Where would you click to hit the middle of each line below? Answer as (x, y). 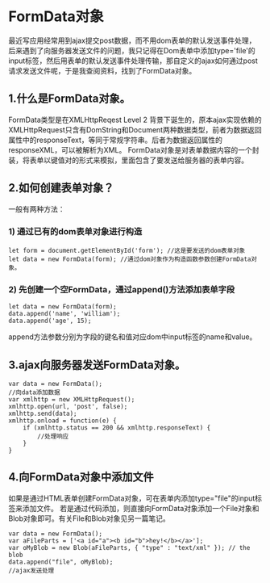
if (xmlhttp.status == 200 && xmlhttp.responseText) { (117, 428)
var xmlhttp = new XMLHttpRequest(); (72, 399)
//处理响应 (53, 436)
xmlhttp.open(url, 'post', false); (68, 406)
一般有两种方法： (37, 209)
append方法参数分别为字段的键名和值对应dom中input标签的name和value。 (133, 337)
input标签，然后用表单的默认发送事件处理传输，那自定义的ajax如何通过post (133, 61)
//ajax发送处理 (31, 570)
